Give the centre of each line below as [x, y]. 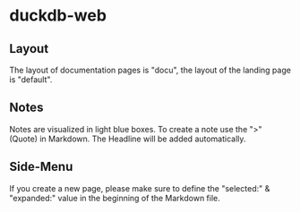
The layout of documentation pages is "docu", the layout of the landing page [150, 70]
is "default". [31, 80]
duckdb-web [58, 16]
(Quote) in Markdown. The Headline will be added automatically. [128, 139]
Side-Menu [41, 167]
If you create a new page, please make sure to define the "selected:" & [140, 188]
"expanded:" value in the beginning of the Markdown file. [115, 198]
